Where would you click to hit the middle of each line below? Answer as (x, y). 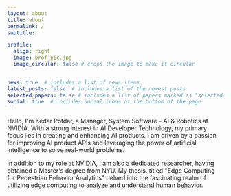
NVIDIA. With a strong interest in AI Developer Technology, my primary (107, 128)
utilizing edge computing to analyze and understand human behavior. (105, 185)
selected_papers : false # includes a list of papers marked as (100, 95)
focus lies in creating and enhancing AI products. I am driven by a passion (112, 136)
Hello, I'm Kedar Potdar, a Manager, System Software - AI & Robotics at (108, 121)
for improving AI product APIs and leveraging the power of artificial (102, 143)
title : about (26, 20)
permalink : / (26, 26)
